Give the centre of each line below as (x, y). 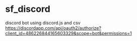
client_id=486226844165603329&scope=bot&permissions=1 (68, 33)
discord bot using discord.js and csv (43, 23)
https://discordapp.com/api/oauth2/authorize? (53, 28)
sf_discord (28, 9)
